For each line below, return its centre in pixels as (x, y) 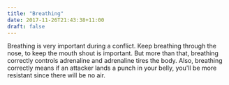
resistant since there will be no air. (57, 75)
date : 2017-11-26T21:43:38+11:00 (56, 20)
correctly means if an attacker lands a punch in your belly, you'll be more (112, 68)
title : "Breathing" (36, 13)
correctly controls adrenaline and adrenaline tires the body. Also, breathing (115, 61)
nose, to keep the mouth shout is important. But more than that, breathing (113, 53)
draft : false (26, 26)
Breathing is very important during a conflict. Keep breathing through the (112, 46)
